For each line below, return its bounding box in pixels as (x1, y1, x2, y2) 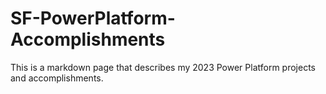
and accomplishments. (10, 72, 104, 84)
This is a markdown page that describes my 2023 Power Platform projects (10, 61, 317, 73)
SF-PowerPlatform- (10, 7, 176, 30)
